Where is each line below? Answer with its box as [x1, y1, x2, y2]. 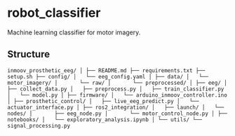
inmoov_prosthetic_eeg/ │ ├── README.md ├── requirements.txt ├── [7, 67, 206, 74]
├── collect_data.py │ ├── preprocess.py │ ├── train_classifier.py [7, 86, 224, 93]
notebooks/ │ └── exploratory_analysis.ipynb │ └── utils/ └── [7, 116, 202, 123]
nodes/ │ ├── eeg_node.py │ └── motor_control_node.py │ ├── [7, 110, 228, 117]
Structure [7, 48, 51, 60]
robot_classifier [7, 5, 101, 21]
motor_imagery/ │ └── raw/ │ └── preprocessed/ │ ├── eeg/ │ [7, 79, 228, 86]
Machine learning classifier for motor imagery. [7, 28, 141, 36]
